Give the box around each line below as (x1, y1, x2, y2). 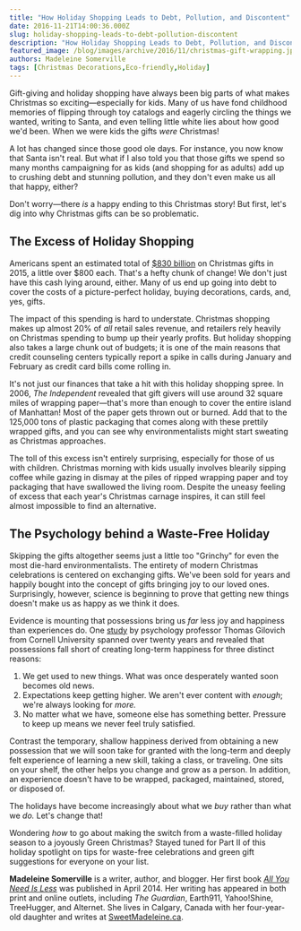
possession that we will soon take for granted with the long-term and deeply (9, 745, 291, 755)
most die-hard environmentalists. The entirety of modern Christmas (9, 559, 259, 570)
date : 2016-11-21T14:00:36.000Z (9, 22, 130, 30)
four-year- (246, 901, 285, 912)
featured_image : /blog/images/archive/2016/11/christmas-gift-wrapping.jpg (9, 47, 298, 56)
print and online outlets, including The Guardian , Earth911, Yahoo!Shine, (9, 892, 274, 903)
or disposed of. (9, 783, 65, 794)
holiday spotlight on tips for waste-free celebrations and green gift (9, 846, 255, 857)
